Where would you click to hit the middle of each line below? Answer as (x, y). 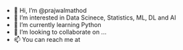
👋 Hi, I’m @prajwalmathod (50, 10)
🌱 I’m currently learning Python (57, 25)
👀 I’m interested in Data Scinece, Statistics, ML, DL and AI (95, 18)
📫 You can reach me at (47, 40)
